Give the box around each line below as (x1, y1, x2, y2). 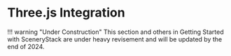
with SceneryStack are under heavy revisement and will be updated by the (7, 35, 223, 43)
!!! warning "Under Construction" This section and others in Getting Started (7, 28, 224, 36)
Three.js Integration (7, 5, 125, 21)
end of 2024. (7, 42, 45, 50)
